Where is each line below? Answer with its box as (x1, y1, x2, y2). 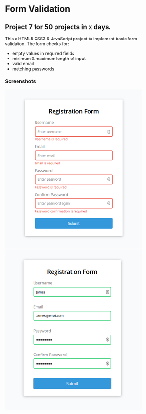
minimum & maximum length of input (12, 56, 86, 61)
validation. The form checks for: (5, 41, 69, 47)
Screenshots (5, 78, 36, 85)
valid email (12, 61, 34, 66)
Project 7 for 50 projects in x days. (5, 23, 111, 31)
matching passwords (12, 66, 55, 72)
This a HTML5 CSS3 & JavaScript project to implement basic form (5, 36, 138, 41)
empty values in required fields (12, 50, 74, 56)
